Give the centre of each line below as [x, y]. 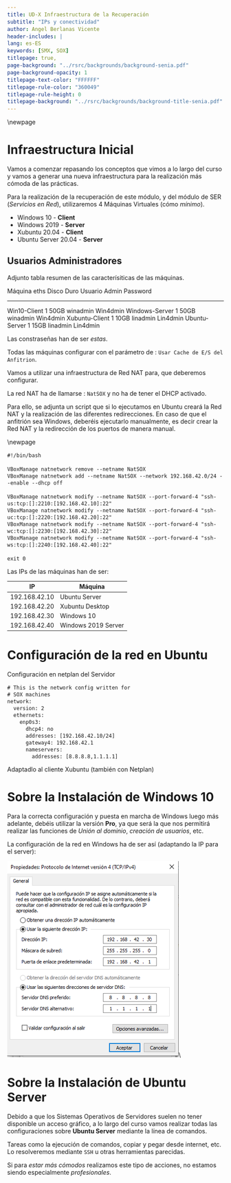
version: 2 [29, 708]
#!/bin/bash [24, 455]
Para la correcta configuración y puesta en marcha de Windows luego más [113, 816]
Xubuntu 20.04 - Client [50, 232]
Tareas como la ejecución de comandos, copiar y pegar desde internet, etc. [114, 1144]
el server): [22, 851]
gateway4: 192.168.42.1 [59, 743]
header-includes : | [35, 36]
